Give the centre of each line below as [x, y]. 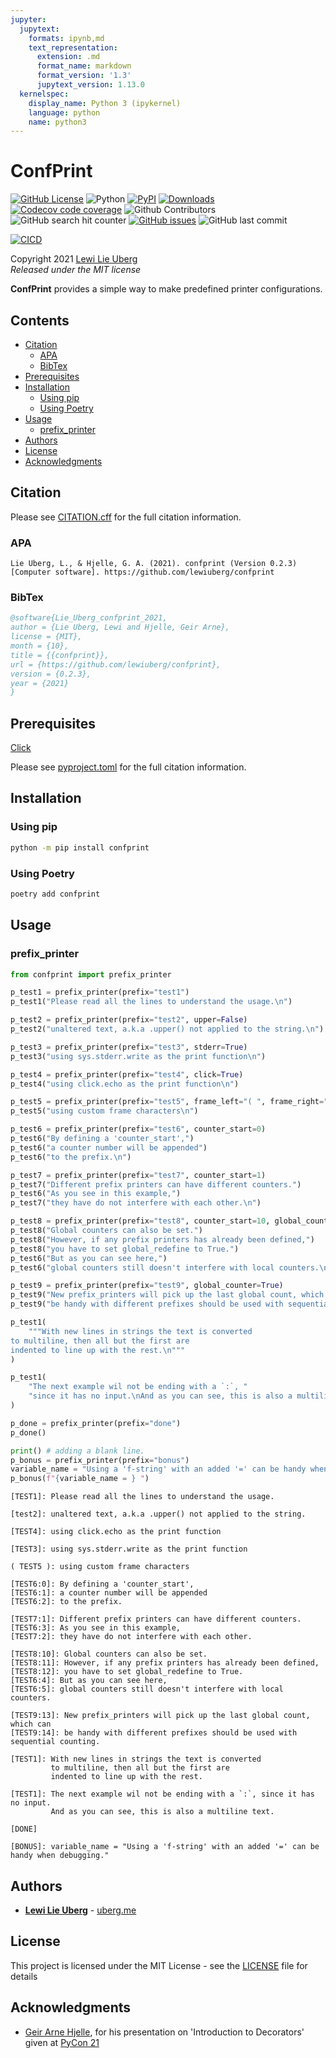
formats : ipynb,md [66, 38]
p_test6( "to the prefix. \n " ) [71, 1157]
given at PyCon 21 [62, 2042]
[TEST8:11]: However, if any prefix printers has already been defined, [165, 1663]
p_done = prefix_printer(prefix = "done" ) [96, 1423]
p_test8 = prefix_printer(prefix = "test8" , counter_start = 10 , [140, 1221]
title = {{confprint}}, [60, 655]
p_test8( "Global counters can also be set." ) [106, 1231]
